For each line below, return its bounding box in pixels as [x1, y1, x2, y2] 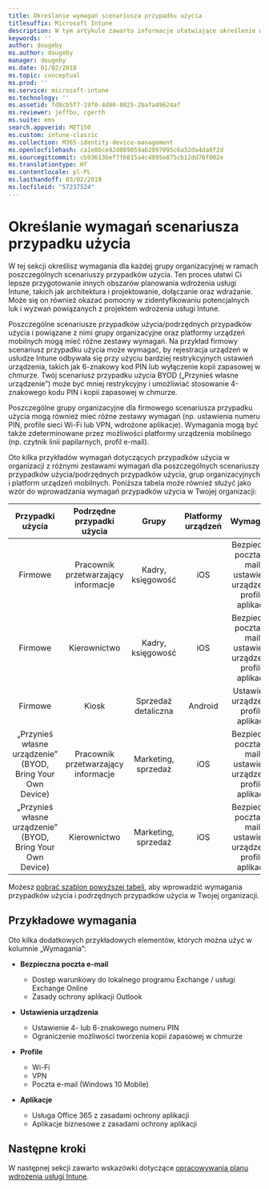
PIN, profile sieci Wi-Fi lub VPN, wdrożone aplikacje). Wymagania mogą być [8, 420, 259, 429]
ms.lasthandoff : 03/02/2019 [8, 175, 102, 184]
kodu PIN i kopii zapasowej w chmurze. [47, 387, 178, 397]
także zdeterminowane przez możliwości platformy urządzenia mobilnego [8, 428, 252, 437]
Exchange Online [31, 983, 88, 993]
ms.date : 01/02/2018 [8, 64, 78, 72]
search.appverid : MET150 [8, 123, 91, 131]
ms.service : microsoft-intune [8, 86, 110, 95]
